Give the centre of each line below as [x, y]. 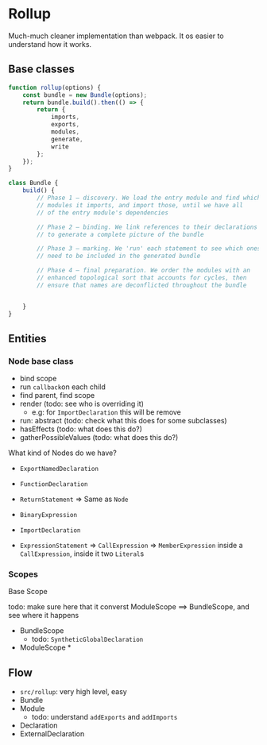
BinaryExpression [48, 515]
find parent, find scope [57, 396]
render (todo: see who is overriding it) [82, 404]
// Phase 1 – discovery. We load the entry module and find [138, 198]
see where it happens [44, 616]
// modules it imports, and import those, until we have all [140, 205]
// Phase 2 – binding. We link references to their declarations [147, 227]
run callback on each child [62, 387]
